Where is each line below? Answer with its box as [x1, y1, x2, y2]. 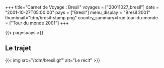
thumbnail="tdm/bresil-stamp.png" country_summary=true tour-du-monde [5, 15, 158, 20]
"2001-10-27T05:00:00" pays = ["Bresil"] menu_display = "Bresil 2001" [5, 9, 151, 15]
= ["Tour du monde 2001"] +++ [5, 20, 69, 26]
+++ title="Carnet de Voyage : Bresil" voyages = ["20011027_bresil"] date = [5, 4, 159, 10]
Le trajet [5, 44, 31, 53]
